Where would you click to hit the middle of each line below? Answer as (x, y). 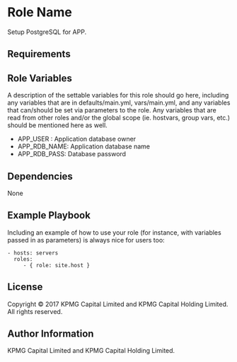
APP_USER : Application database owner (77, 139)
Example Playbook (49, 215)
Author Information (51, 333)
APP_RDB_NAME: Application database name (84, 146)
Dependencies (40, 176)
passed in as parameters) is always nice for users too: (86, 240)
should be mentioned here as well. (57, 125)
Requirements (39, 54)
